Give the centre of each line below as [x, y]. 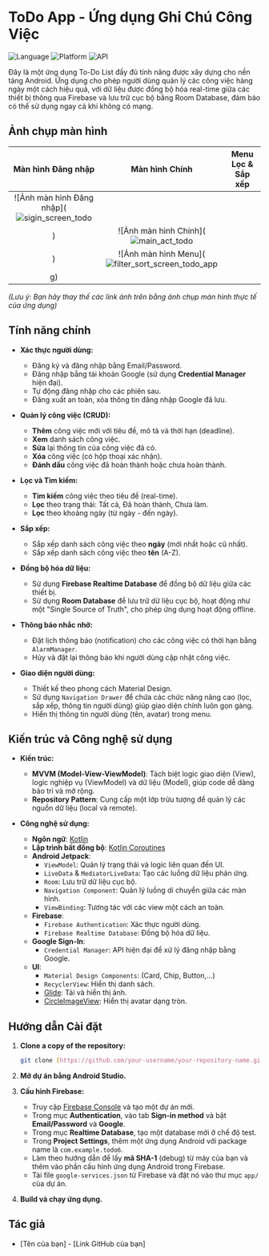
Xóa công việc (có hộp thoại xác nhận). [97, 456]
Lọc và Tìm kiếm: [49, 480]
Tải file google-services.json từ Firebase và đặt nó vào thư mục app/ [145, 1175]
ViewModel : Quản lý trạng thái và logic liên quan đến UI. [134, 865]
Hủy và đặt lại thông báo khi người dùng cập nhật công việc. [131, 657]
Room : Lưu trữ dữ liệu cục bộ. [90, 882]
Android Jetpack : [61, 856]
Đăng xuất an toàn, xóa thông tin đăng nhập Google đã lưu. [129, 399]
